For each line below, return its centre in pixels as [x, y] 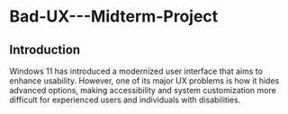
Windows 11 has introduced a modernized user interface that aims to [136, 71]
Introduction [45, 50]
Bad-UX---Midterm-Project [114, 17]
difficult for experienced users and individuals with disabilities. [125, 100]
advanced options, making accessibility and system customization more [143, 90]
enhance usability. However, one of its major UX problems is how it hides [144, 81]
